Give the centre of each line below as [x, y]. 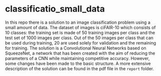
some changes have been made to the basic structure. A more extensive [78, 63]
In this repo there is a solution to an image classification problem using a [78, 22]
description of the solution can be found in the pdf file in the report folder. [80, 68]
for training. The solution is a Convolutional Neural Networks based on [76, 48]
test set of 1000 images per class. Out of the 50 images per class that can [79, 38]
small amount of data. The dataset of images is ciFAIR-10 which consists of [80, 27]
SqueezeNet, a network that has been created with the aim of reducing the [80, 53]
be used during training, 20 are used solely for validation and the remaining [80, 43]
